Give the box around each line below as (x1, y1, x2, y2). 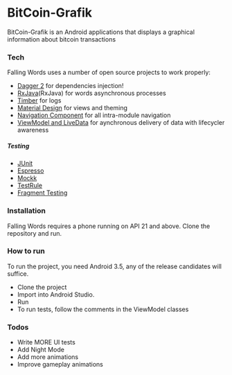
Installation (7, 206, 46, 216)
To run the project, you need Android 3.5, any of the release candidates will (7, 262, 222, 270)
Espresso (17, 166, 44, 175)
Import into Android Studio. (17, 290, 95, 299)
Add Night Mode (17, 345, 64, 354)
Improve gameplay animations (17, 360, 104, 369)
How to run (7, 246, 45, 256)
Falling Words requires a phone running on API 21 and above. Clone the (7, 222, 211, 230)
